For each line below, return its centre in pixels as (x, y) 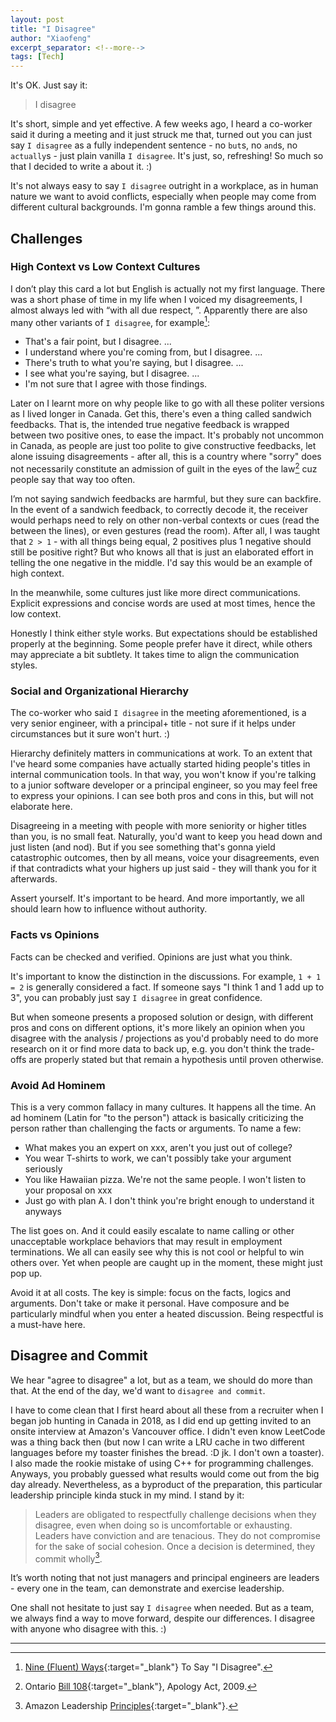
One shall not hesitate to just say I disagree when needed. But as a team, (162, 1608)
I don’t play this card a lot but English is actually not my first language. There (168, 288)
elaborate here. (41, 807)
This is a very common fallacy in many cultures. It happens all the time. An (163, 1107)
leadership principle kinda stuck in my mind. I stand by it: (127, 1495)
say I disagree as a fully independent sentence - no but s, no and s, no (154, 145)
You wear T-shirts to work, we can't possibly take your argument (158, 1158)
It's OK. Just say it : (49, 85)
